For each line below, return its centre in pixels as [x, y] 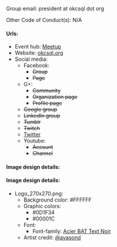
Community [46, 90]
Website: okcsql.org [39, 53]
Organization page [55, 97]
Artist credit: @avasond [52, 238]
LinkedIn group [42, 116]
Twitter [32, 135]
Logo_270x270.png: [39, 194]
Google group [40, 109]
